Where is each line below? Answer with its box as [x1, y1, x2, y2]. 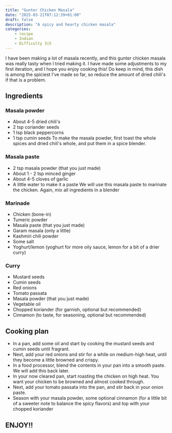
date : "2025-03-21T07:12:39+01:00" [5, 12, 82, 17]
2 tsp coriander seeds [12, 124, 60, 130]
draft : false [5, 17, 33, 22]
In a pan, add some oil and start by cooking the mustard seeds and [12, 341, 155, 347]
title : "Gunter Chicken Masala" [5, 7, 74, 13]
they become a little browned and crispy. [12, 357, 99, 363]
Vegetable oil [12, 301, 41, 307]
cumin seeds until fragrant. [12, 346, 70, 352]
